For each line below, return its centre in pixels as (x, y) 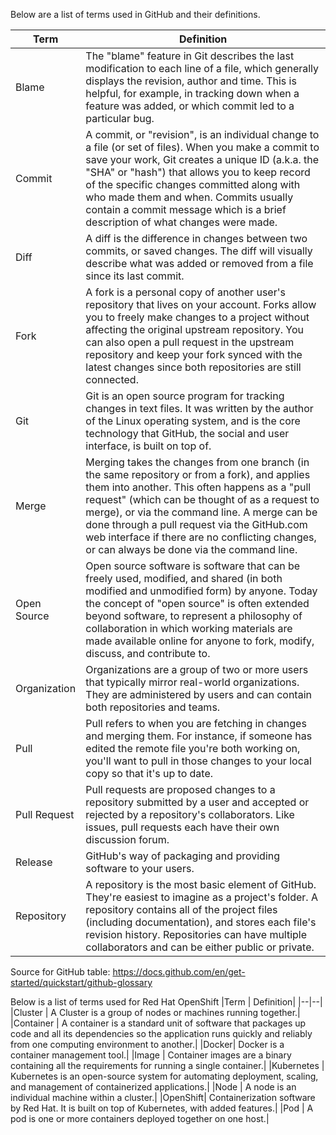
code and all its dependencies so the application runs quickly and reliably (161, 1033)
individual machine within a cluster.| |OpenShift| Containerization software (163, 1097)
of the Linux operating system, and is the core (193, 421)
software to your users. (140, 868)
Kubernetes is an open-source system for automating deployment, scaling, (164, 1076)
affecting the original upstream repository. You (194, 329)
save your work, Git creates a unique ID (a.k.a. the (202, 159)
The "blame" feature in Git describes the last (190, 56)
